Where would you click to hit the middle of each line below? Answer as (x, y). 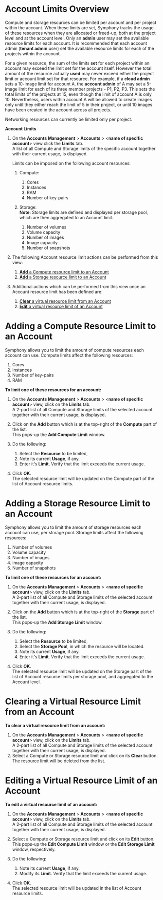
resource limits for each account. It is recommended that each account (76, 43)
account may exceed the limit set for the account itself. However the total (78, 68)
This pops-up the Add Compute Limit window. (59, 434)
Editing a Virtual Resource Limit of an (81, 780)
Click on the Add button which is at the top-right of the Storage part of (83, 612)
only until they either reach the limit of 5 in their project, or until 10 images (79, 105)
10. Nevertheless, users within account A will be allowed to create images (79, 99)
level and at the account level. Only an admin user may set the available (77, 38)
